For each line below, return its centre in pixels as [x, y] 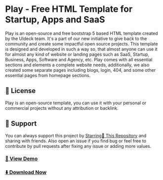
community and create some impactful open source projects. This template [81, 44]
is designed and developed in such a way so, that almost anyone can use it [81, 49]
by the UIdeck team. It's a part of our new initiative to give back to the [76, 39]
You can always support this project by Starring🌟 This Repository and [76, 135]
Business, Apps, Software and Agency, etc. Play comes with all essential [79, 59]
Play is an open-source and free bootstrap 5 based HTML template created [81, 33]
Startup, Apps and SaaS [55, 20]
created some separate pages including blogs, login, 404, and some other [81, 70]
